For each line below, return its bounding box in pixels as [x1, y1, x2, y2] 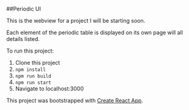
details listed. [6, 35, 40, 42]
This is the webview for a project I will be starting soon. [6, 17, 146, 24]
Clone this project [15, 59, 60, 66]
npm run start [15, 79, 51, 86]
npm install [15, 67, 46, 73]
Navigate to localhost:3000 [15, 85, 84, 92]
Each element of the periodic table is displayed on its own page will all [6, 29, 183, 36]
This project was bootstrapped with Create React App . [6, 97, 144, 104]
